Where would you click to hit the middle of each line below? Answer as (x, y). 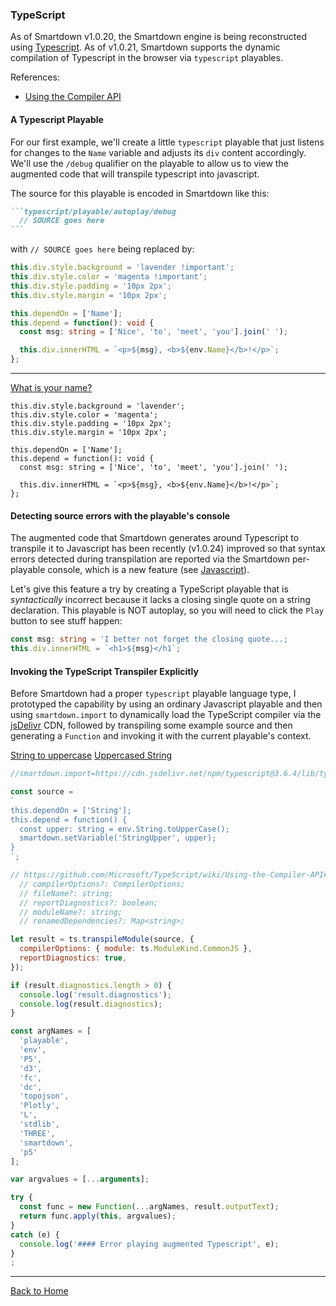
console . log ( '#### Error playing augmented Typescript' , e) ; (149, 1244)
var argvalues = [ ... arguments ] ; (80, 1179)
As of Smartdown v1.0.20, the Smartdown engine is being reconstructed (159, 37)
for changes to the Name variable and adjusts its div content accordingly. (158, 152)
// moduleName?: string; (71, 912)
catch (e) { (35, 1234)
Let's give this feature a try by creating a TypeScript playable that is (149, 589)
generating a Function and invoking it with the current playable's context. (161, 736)
